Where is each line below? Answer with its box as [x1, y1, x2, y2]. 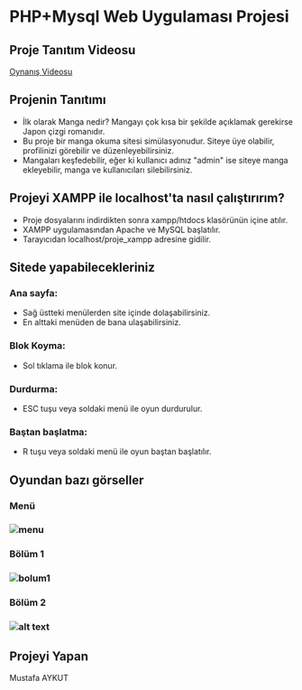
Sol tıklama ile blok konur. [22, 359, 118, 371]
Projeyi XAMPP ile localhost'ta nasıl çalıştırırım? [9, 191, 286, 206]
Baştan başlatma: [9, 425, 88, 438]
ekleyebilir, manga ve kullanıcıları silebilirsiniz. [22, 164, 193, 175]
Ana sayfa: [9, 286, 59, 299]
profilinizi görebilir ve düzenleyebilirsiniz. [22, 145, 174, 155]
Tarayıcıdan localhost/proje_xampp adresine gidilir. [22, 233, 212, 245]
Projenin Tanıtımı [9, 92, 106, 107]
